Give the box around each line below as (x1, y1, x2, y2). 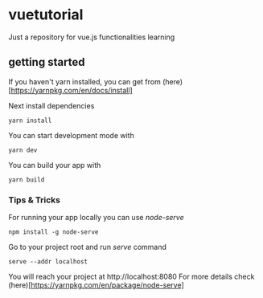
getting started (8, 55, 85, 69)
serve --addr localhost (8, 258, 88, 266)
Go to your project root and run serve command (8, 243, 167, 252)
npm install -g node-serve (8, 228, 99, 236)
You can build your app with (8, 160, 101, 169)
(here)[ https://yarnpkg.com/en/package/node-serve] (8, 280, 184, 290)
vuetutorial (8, 6, 84, 24)
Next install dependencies (8, 100, 95, 110)
